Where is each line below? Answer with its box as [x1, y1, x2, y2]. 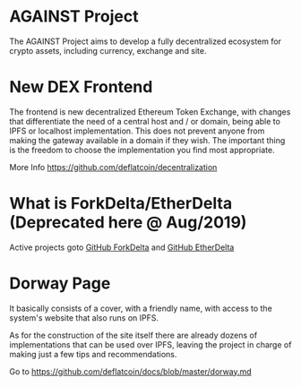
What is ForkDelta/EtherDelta [9, 193, 233, 214]
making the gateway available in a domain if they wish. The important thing [9, 134, 286, 145]
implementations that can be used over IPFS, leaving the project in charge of [9, 339, 292, 350]
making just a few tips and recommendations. [9, 348, 177, 359]
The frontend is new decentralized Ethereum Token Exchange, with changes [9, 106, 291, 117]
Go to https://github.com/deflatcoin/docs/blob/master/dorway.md [9, 365, 253, 377]
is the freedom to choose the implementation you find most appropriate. [9, 144, 275, 155]
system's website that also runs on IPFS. [9, 312, 159, 323]
